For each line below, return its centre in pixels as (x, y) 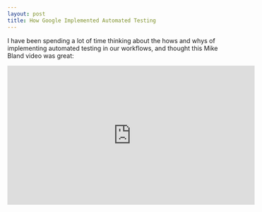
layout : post (26, 14)
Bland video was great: (41, 55)
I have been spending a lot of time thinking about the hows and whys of (111, 40)
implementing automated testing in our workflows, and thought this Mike (113, 48)
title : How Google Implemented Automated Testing (82, 20)
